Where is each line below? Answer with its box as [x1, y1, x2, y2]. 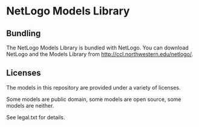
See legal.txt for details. [6, 113, 65, 121]
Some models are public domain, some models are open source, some [6, 95, 182, 103]
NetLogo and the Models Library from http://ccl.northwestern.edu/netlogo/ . [6, 51, 194, 58]
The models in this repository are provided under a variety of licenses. [6, 84, 181, 91]
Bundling [6, 28, 41, 39]
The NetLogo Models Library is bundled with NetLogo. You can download [6, 44, 189, 51]
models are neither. [6, 102, 54, 109]
